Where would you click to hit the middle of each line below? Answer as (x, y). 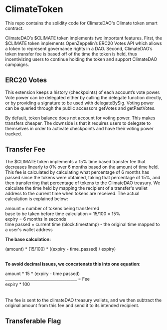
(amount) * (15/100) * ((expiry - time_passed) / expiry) (61, 249)
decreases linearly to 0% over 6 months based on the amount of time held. (82, 167)
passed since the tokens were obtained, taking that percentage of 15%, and (83, 177)
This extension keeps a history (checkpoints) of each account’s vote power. (83, 92)
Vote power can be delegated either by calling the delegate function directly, (84, 97)
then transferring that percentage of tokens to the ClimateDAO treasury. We (83, 183)
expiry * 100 (18, 284)
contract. (14, 28)
